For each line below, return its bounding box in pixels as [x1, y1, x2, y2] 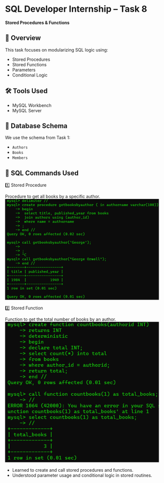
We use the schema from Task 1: [5, 135, 71, 141]
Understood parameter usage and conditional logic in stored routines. [12, 472, 152, 479]
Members [12, 155, 28, 160]
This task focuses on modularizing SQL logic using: [5, 47, 108, 52]
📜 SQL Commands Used [5, 169, 79, 177]
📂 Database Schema [5, 122, 68, 130]
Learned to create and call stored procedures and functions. [12, 467, 134, 473]
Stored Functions [12, 61, 47, 67]
